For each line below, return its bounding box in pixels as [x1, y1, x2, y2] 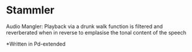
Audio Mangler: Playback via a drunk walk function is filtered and [6, 23, 163, 30]
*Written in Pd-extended [6, 40, 66, 47]
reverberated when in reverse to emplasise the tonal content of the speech [6, 29, 186, 36]
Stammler [6, 4, 54, 17]
